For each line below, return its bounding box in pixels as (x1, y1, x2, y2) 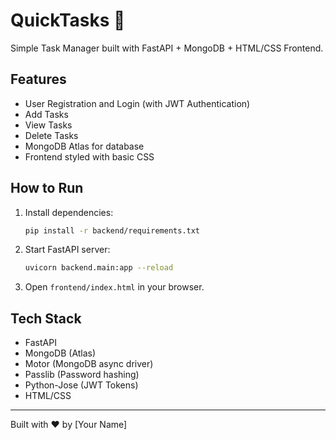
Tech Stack (10, 310, 82, 327)
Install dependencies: (24, 206, 114, 218)
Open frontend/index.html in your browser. (24, 281, 205, 293)
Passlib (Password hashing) (24, 369, 140, 381)
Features (10, 71, 67, 88)
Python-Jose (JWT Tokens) (24, 379, 139, 391)
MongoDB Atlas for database (24, 140, 145, 152)
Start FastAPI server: (24, 244, 111, 256)
